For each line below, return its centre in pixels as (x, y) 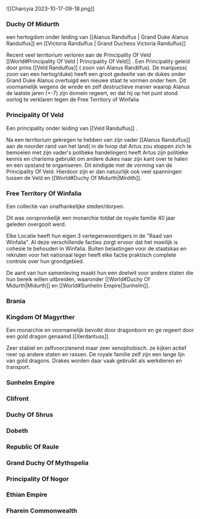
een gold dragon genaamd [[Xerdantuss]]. (58, 337)
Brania (16, 301)
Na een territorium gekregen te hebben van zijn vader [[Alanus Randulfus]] (98, 139)
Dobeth (17, 431)
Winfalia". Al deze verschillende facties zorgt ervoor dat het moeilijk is (92, 242)
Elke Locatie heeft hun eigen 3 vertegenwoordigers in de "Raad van (89, 236)
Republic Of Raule (33, 447)
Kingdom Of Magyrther (41, 317)
